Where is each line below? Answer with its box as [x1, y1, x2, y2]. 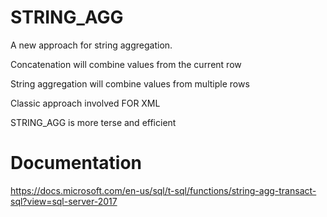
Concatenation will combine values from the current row [10, 58, 242, 70]
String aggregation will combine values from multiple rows [10, 77, 250, 90]
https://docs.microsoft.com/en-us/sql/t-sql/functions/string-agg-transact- [10, 184, 317, 196]
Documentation [10, 152, 143, 175]
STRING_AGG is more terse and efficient [10, 116, 177, 128]
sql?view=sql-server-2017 [10, 195, 118, 207]
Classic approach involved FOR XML [10, 97, 161, 109]
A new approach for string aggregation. [10, 39, 173, 51]
